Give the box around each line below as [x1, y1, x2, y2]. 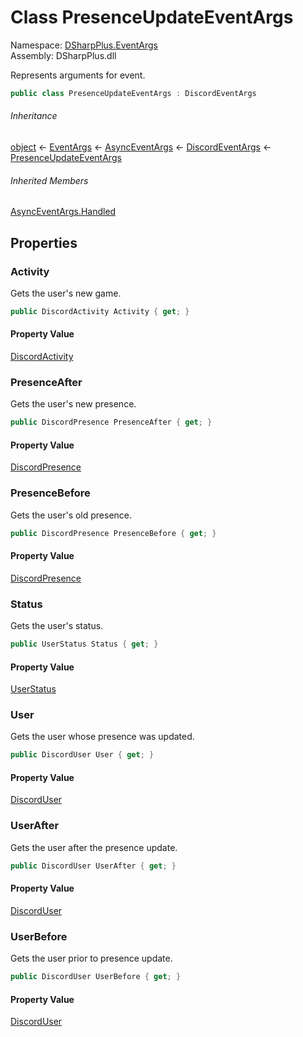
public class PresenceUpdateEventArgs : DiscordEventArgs [10, 88, 257, 98]
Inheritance [10, 110, 58, 122]
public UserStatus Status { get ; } [10, 639, 159, 650]
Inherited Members [10, 174, 89, 186]
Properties [10, 234, 78, 251]
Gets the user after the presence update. [10, 841, 178, 853]
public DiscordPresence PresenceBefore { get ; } [10, 528, 217, 538]
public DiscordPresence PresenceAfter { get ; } [10, 417, 213, 428]
